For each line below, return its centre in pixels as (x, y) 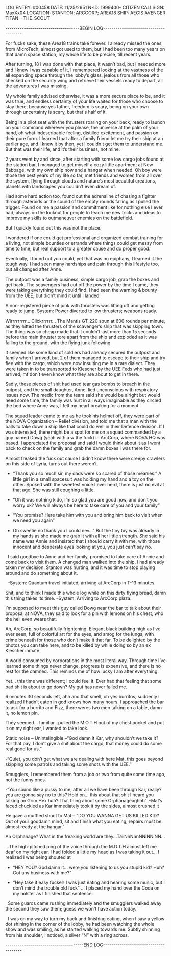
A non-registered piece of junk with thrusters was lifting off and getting (80, 305)
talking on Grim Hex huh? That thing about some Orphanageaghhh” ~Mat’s (84, 800)
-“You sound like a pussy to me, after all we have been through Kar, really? (83, 790)
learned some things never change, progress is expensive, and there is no (83, 666)
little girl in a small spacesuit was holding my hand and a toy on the (83, 479)
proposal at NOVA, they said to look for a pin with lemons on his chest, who (84, 613)
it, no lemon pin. (22, 713)
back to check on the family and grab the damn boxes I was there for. (78, 448)
